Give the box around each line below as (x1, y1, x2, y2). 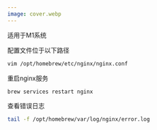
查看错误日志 (7, 102, 45, 110)
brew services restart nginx (7, 88, 93, 95)
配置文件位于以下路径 (7, 45, 69, 54)
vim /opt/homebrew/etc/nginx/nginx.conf (7, 60, 129, 67)
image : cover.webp (7, 10, 62, 18)
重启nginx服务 (7, 74, 49, 82)
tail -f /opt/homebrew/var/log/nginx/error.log (7, 116, 151, 123)
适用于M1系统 (7, 31, 47, 39)
